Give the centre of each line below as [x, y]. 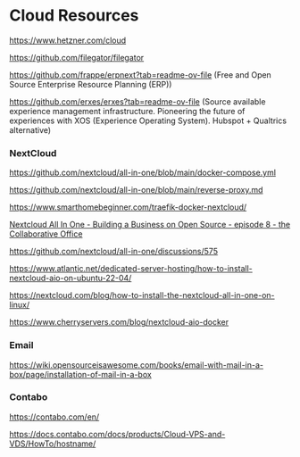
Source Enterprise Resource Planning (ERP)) [91, 84]
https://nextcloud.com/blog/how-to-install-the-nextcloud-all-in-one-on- [142, 295]
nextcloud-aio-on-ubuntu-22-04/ [71, 278]
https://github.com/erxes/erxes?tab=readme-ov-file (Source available [137, 101]
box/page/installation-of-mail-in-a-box [80, 374]
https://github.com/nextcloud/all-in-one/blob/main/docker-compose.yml [143, 173]
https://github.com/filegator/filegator [77, 57]
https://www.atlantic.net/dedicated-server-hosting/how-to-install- [131, 269]
